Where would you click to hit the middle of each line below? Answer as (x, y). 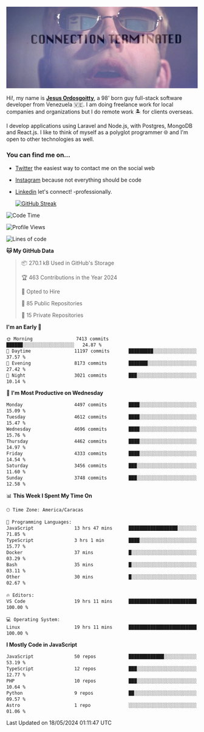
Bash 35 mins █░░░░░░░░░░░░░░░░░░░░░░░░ (102, 565)
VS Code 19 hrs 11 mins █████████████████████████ (102, 602)
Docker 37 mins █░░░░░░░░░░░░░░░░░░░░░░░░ (102, 553)
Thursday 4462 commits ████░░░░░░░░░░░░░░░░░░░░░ (102, 442)
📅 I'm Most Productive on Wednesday (55, 393)
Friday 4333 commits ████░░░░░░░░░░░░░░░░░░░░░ (102, 454)
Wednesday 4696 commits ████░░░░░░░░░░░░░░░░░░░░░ (102, 429)
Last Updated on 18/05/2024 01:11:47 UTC (59, 723)
